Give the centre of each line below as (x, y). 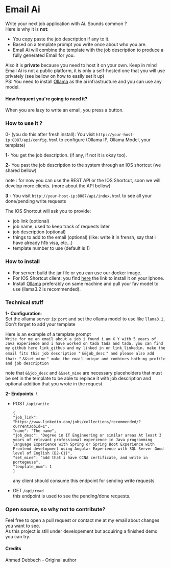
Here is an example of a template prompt (48, 334)
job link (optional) (31, 221)
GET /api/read (28, 491)
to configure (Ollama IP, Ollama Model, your (105, 140)
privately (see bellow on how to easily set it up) (55, 76)
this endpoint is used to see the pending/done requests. (71, 496)
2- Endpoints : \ (21, 394)
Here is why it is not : (27, 29)
